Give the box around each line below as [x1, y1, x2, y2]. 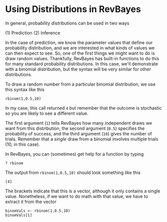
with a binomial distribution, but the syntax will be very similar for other [5, 66, 151, 72]
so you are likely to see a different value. [5, 110, 88, 116]
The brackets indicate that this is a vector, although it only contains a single [5, 188, 160, 194]
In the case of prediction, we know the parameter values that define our [5, 39, 153, 46]
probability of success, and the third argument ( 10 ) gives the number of [5, 130, 152, 136]
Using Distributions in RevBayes [5, 4, 141, 15]
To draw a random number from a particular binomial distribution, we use [5, 81, 156, 87]
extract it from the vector [5, 198, 56, 204]
